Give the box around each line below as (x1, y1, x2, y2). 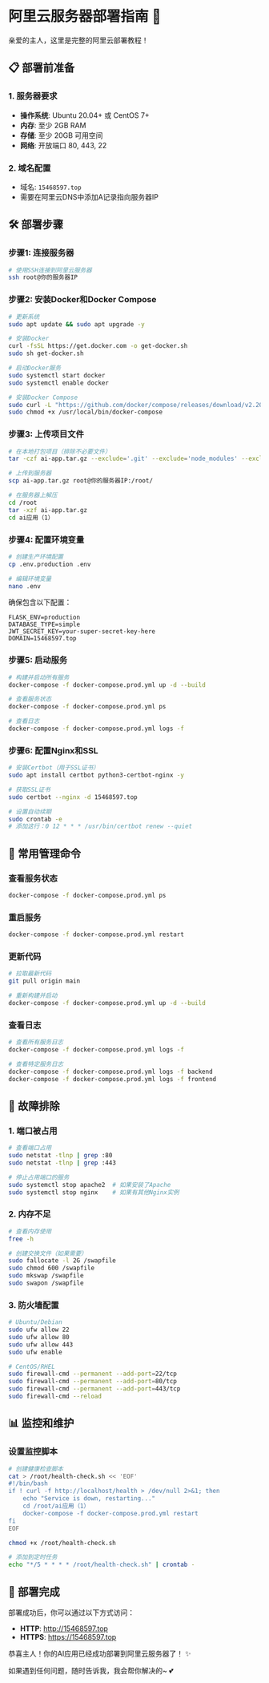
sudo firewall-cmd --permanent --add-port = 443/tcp (8, 1385, 181, 1393)
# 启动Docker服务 (8, 364, 62, 373)
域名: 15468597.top (19, 182, 82, 192)
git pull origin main (8, 977, 81, 986)
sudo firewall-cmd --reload (8, 1392, 102, 1401)
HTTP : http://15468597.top (19, 1624, 108, 1633)
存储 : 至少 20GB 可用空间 (19, 130, 103, 140)
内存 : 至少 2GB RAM (19, 120, 86, 130)
